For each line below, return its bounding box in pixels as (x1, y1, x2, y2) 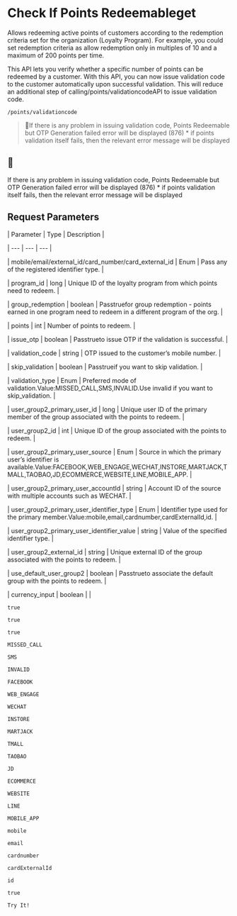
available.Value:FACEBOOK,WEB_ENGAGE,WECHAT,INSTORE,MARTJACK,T (7, 462, 228, 471)
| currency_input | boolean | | (7, 590, 92, 598)
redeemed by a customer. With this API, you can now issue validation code (7, 72, 225, 81)
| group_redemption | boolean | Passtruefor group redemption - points (7, 300, 212, 308)
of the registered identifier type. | (7, 264, 104, 274)
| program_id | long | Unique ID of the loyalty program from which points (7, 279, 218, 287)
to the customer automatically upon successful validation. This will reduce (7, 79, 224, 88)
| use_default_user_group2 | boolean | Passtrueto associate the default (7, 569, 214, 577)
